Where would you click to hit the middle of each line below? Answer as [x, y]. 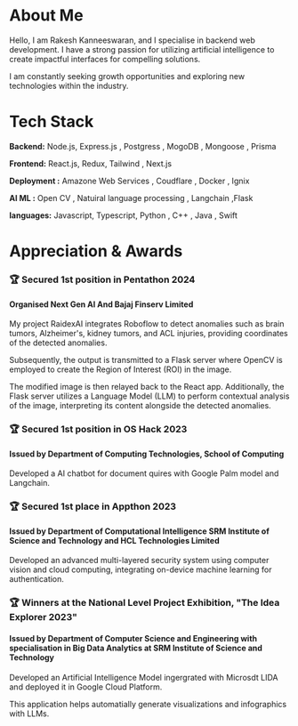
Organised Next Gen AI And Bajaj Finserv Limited [101, 304]
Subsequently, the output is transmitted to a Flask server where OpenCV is [146, 360]
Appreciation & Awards [96, 251]
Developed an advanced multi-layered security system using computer [139, 561]
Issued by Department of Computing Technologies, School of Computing [147, 454]
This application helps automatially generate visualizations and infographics [148, 704]
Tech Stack [52, 122]
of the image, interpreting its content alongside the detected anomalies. [140, 406]
